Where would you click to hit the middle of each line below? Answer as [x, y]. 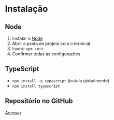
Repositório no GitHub [39, 101]
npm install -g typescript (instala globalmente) [61, 80]
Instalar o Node [27, 38]
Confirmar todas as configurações [46, 54]
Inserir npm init [28, 49]
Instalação [27, 9]
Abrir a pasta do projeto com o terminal [51, 44]
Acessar [13, 113]
